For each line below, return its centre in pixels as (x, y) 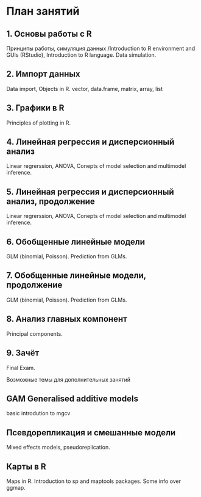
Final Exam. (21, 368)
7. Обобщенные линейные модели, (76, 276)
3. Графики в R (35, 108)
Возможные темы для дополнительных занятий (69, 379)
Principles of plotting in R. (39, 123)
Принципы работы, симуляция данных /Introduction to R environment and (101, 48)
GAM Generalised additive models (72, 398)
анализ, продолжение (51, 201)
